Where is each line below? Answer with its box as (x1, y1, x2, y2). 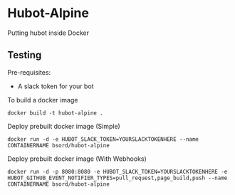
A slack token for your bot (17, 82, 94, 90)
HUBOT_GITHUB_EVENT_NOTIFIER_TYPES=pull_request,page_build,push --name (7, 174, 228, 181)
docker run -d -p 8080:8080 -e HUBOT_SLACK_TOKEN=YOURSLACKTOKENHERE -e (7, 168, 228, 175)
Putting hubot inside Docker (7, 28, 90, 37)
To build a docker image (7, 95, 78, 104)
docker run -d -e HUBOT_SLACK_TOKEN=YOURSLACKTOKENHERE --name (7, 135, 199, 143)
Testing (7, 49, 42, 61)
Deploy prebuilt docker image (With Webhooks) (7, 154, 147, 163)
